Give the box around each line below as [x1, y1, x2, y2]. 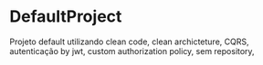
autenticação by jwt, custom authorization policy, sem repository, [9, 45, 255, 56]
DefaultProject [9, 6, 122, 27]
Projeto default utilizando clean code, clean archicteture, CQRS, [9, 36, 249, 47]
